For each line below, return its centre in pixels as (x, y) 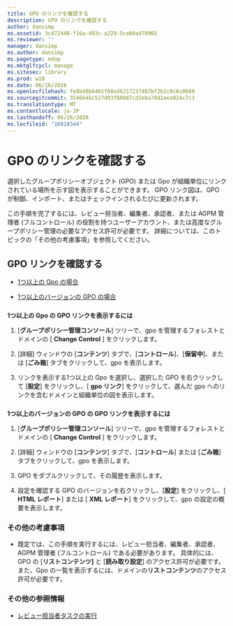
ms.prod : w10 (26, 79)
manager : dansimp (32, 46)
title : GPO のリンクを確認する (48, 14)
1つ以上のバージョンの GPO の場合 (67, 297)
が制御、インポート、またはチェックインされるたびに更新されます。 (105, 199)
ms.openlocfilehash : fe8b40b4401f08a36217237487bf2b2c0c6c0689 (101, 91)
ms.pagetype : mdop (34, 59)
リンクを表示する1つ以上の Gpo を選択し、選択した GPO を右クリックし (120, 378)
